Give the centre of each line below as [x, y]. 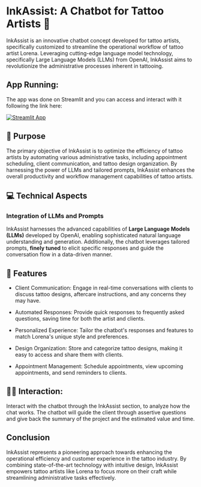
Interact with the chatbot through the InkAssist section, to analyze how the [98, 406]
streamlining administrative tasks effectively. [61, 477]
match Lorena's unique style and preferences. [72, 337]
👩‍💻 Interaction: [34, 392]
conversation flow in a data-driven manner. [59, 255]
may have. [28, 301]
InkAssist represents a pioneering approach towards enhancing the [89, 452]
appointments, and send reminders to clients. [71, 373]
